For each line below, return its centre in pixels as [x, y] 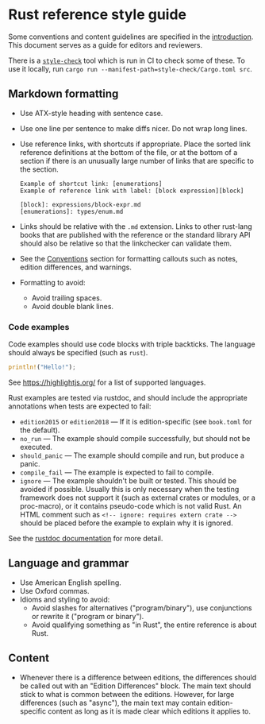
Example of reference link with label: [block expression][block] [132, 191]
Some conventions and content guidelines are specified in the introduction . [131, 37]
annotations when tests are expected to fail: [80, 406]
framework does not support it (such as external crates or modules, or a [137, 498]
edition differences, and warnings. [76, 267]
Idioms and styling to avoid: [65, 599]
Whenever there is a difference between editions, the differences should [138, 677]
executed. [36, 447]
